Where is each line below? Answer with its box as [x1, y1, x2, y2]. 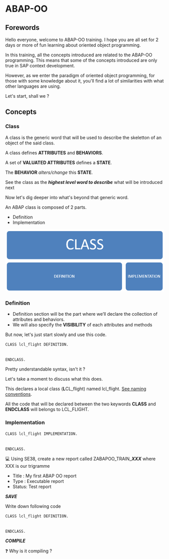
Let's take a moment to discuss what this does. [5, 376, 103, 382]
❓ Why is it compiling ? [5, 548, 52, 554]
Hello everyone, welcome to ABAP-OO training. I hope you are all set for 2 [5, 36, 159, 43]
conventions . [5, 391, 32, 397]
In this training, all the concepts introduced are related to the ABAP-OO [5, 52, 152, 58]
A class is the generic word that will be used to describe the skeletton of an [5, 134, 162, 140]
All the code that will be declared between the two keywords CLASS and [5, 401, 156, 407]
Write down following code [5, 503, 61, 509]
